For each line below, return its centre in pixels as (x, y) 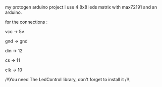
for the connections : (27, 22)
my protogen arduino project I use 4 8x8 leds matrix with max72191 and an (81, 7)
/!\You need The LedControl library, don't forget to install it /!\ (67, 79)
